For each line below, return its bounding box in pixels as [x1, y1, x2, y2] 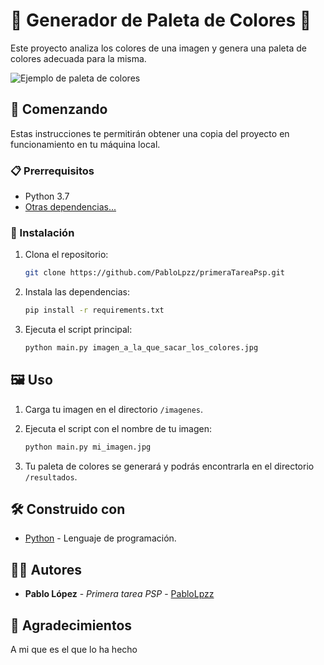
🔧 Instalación [10, 225, 75, 239]
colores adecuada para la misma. [10, 52, 147, 64]
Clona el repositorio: [24, 249, 109, 261]
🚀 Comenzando [10, 101, 108, 118]
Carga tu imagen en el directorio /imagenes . [24, 403, 204, 415]
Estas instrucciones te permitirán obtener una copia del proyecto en [10, 127, 290, 139]
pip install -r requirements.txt [24, 305, 165, 316]
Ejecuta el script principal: [24, 324, 133, 336]
